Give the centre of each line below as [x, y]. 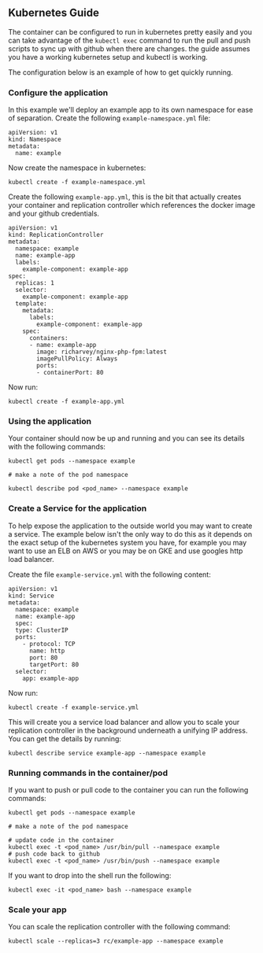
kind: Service [31, 596]
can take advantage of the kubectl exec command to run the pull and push [129, 40]
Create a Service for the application [78, 508]
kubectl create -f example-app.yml [67, 402]
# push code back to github [54, 854]
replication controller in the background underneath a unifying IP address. [128, 730]
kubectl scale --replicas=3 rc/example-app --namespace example [116, 941]
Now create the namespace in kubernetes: [77, 168]
